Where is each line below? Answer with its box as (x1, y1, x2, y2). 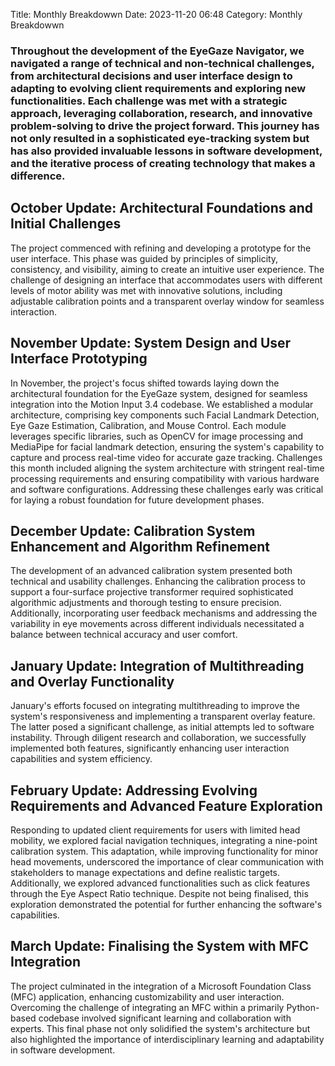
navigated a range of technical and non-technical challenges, (10, 56, 315, 70)
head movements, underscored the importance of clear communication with (10, 855, 324, 868)
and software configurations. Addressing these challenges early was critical (10, 483, 324, 495)
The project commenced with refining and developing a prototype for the (10, 242, 312, 254)
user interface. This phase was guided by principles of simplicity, (10, 252, 279, 264)
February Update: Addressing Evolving (10, 782, 258, 799)
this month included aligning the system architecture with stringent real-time (10, 462, 325, 474)
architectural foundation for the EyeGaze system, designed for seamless (10, 387, 308, 399)
